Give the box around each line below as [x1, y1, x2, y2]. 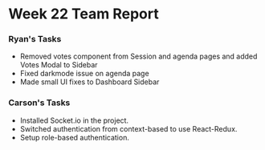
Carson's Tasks [8, 97, 71, 108]
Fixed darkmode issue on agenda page [19, 69, 150, 79]
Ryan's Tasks [8, 34, 62, 45]
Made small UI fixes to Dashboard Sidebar [19, 77, 160, 87]
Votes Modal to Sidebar [19, 60, 98, 70]
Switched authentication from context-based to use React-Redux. [19, 124, 238, 133]
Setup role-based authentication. [19, 132, 130, 142]
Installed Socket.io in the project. [19, 116, 129, 125]
